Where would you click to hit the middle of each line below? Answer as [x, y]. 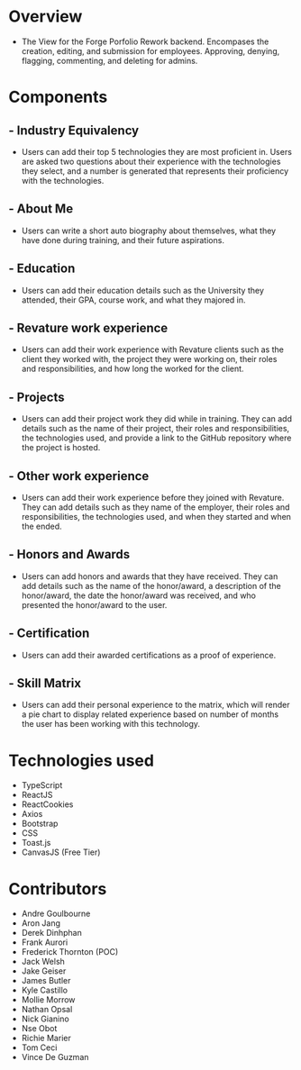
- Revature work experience [88, 327]
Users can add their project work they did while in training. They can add [156, 419]
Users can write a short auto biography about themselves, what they [149, 231]
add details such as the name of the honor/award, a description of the [151, 585]
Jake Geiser [44, 971]
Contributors [58, 889]
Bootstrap [40, 824]
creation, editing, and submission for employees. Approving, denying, [150, 50]
